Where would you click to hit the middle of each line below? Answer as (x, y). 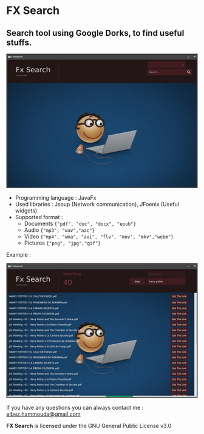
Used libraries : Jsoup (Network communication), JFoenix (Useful (97, 205)
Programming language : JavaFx (56, 198)
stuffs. (19, 42)
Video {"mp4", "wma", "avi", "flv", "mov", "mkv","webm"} (99, 237)
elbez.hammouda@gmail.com (43, 414)
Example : (19, 255)
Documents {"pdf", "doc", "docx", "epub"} (80, 224)
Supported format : (39, 217)
